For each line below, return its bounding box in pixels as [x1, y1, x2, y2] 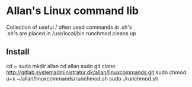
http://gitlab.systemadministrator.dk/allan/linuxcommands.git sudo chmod [6, 69, 187, 76]
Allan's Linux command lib [6, 4, 139, 18]
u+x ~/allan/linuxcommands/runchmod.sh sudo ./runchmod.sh [6, 75, 159, 82]
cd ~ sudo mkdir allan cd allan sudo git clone [6, 62, 116, 69]
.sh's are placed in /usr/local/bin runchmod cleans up [6, 29, 136, 36]
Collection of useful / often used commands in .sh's [6, 24, 132, 31]
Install [6, 47, 30, 57]
